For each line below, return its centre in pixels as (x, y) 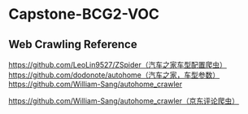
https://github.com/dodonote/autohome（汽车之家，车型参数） (114, 75)
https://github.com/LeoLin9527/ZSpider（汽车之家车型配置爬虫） (118, 65)
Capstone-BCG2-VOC (84, 14)
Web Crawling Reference (73, 44)
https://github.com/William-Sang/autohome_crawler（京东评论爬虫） (124, 101)
